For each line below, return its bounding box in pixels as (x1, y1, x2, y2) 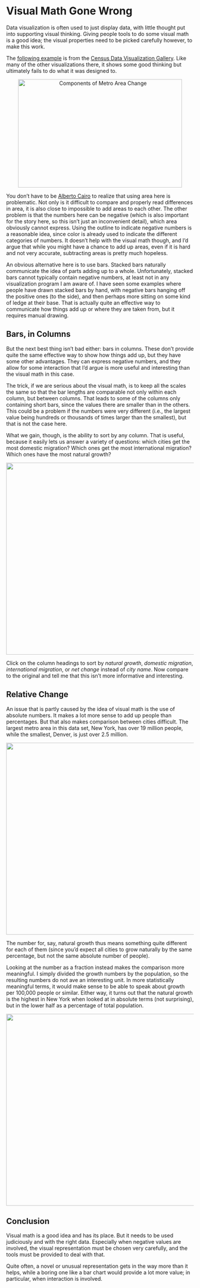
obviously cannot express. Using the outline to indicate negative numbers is (6, 224, 192, 231)
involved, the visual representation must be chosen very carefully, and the (6, 1244, 188, 1252)
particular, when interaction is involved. (6, 1275, 102, 1283)
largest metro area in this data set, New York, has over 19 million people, (6, 724, 183, 731)
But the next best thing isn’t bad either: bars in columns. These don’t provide (6, 345, 194, 352)
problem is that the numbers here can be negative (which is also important (6, 211, 189, 219)
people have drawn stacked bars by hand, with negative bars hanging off (6, 286, 186, 293)
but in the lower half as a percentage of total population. (6, 1002, 144, 1009)
